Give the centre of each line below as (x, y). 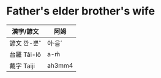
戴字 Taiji (22, 66)
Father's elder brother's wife (80, 11)
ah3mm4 (60, 65)
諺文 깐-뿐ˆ (25, 43)
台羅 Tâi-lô (25, 54)
